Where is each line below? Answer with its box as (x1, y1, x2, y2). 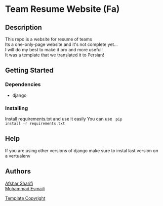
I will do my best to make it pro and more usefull (5, 47, 103, 52)
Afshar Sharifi (5, 180, 33, 186)
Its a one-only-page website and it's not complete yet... (5, 41, 118, 47)
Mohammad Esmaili (5, 185, 45, 191)
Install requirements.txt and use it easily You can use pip (5, 116, 122, 122)
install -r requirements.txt (5, 121, 65, 126)
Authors (5, 167, 31, 176)
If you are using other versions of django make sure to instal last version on (5, 147, 159, 154)
